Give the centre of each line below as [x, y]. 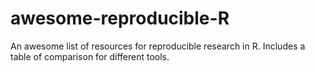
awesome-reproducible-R [120, 18]
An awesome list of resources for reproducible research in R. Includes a [158, 46]
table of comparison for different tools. [90, 56]
